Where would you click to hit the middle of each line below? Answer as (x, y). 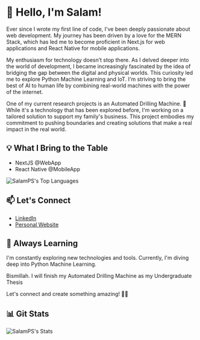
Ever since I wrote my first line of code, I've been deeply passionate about (98, 29)
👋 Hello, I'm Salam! (54, 12)
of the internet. (25, 92)
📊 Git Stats (28, 314)
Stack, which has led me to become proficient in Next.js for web (86, 42)
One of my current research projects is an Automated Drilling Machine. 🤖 (96, 103)
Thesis (14, 282)
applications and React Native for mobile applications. (73, 48)
